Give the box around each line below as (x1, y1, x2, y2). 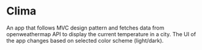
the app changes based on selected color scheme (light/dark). (6, 37, 164, 44)
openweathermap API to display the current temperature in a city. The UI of (6, 30, 196, 37)
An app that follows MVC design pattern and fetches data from (6, 24, 165, 31)
